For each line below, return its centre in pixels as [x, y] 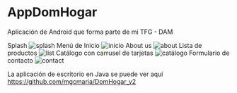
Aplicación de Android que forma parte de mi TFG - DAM [90, 32]
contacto [21, 60]
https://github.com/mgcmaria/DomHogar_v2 [72, 81]
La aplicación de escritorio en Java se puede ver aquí [85, 74]
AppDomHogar [52, 12]
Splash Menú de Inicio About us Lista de [105, 45]
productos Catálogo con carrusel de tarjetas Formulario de [118, 53]
